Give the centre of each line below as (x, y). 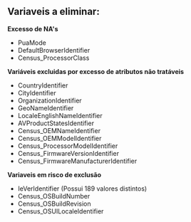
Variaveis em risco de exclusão (55, 174)
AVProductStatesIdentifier (56, 123)
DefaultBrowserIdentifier (54, 50)
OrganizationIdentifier (50, 100)
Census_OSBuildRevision (54, 203)
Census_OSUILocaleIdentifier (61, 211)
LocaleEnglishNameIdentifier (60, 115)
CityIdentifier (37, 92)
